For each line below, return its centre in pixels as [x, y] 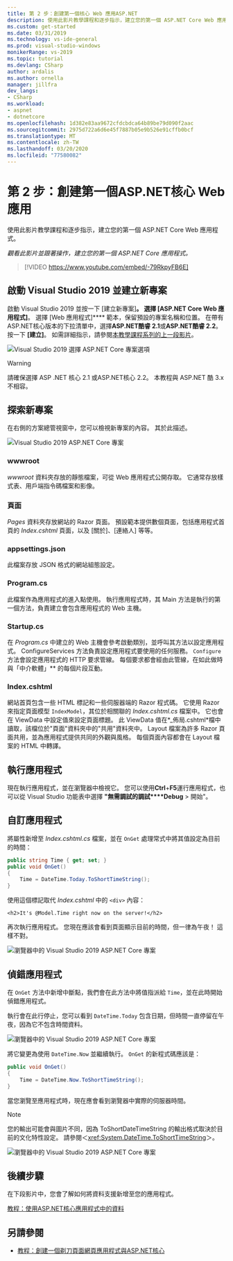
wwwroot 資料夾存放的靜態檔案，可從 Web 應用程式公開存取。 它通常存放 [112, 477]
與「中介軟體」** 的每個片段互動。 [57, 668]
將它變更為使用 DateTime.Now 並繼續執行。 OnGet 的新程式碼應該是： [104, 1054]
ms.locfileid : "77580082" [44, 156]
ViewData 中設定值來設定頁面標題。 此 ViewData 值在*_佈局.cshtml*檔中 [118, 720]
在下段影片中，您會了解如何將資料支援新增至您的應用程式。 [92, 1194]
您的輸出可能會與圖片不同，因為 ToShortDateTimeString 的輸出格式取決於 [112, 1129]
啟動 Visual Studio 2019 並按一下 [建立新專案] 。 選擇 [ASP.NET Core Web [112, 308]
